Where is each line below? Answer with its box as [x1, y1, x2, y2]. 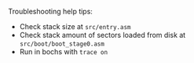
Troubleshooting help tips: [8, 7, 93, 16]
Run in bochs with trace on [19, 47, 108, 56]
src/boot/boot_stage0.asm [19, 40, 104, 48]
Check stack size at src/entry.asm [19, 22, 131, 31]
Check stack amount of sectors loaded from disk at [19, 31, 186, 39]
